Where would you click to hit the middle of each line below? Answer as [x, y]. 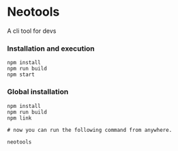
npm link [19, 118]
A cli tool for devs [32, 31]
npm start [21, 75]
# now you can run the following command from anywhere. [90, 130]
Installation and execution [51, 49]
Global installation [38, 92]
